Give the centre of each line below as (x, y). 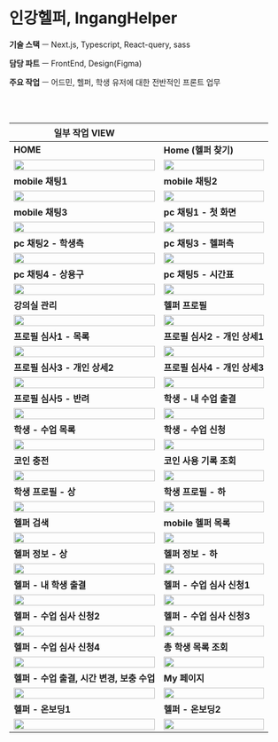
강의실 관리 (35, 305)
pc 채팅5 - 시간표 (199, 274)
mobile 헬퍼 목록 (197, 523)
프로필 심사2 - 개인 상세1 (213, 336)
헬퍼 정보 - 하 (190, 554)
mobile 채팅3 (41, 212)
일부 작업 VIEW (84, 132)
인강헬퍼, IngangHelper (93, 18)
